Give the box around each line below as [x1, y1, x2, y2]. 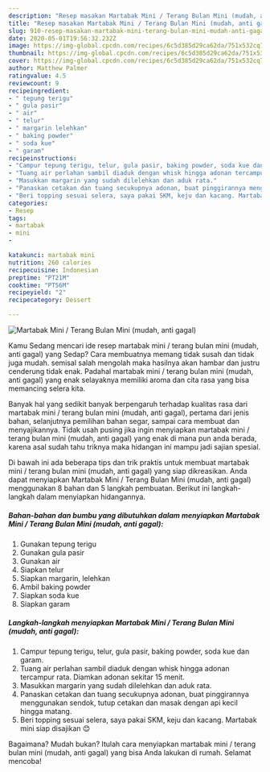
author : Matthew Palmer [8, 64, 88, 73]
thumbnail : [8, 49, 45, 57]
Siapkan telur [19, 565, 64, 575]
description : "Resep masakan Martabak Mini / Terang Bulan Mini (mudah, [8, 11, 257, 20]
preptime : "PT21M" [8, 273, 70, 282]
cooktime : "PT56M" [8, 281, 70, 289]
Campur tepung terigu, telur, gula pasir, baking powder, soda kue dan [19, 646, 250, 656]
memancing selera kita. [8, 384, 86, 393]
